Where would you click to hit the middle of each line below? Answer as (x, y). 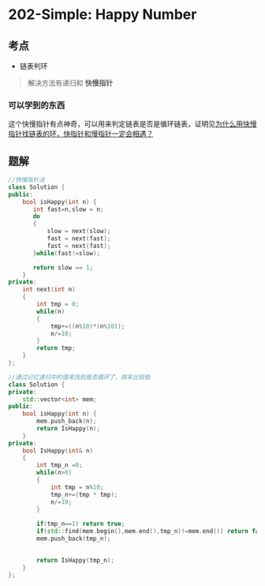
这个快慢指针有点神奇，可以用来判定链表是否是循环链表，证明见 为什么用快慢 (132, 124)
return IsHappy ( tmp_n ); (75, 560)
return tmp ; (56, 348)
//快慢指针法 (26, 180)
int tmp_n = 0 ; (60, 465)
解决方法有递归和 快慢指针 (70, 83)
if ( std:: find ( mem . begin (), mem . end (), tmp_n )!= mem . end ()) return (142, 532)
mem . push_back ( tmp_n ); (74, 539)
